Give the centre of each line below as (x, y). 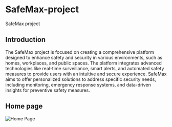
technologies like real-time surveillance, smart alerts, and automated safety (85, 68)
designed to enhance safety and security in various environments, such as (84, 57)
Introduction (26, 40)
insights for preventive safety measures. (48, 90)
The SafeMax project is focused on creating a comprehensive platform (80, 52)
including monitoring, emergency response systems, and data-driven (78, 84)
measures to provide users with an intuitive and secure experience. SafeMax (86, 74)
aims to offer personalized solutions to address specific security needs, (81, 79)
